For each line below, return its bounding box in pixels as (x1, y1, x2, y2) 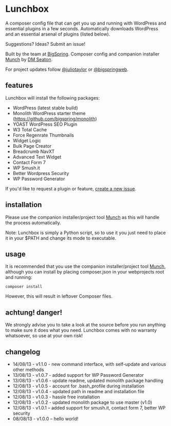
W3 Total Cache (12, 126, 47, 132)
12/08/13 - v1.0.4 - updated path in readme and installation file (12, 389, 145, 394)
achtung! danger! (5, 308, 63, 317)
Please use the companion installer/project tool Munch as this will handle (5, 214, 160, 220)
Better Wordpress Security (12, 170, 69, 176)
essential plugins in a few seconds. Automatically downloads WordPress (5, 25, 158, 31)
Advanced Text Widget (12, 153, 62, 160)
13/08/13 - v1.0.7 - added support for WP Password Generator (12, 372, 144, 378)
